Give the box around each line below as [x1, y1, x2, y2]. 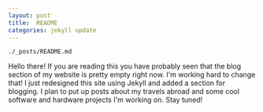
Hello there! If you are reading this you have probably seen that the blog [8, 62, 242, 71]
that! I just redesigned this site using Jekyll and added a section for [8, 78, 226, 88]
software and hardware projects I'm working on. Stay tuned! [8, 95, 203, 105]
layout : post [8, 11, 51, 20]
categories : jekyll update [8, 26, 97, 34]
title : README [8, 19, 58, 27]
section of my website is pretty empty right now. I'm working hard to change [8, 70, 256, 80]
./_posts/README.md [8, 48, 72, 56]
